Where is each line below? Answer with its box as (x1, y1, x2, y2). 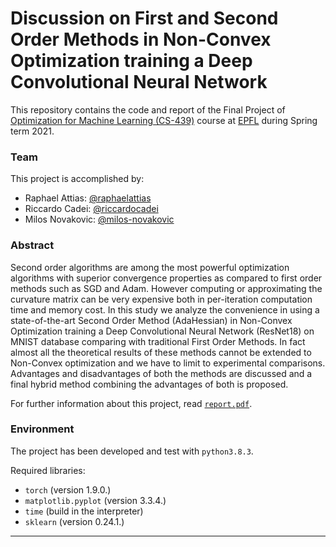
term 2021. (10, 125, 55, 137)
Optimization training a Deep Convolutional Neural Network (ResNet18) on (10, 325, 315, 337)
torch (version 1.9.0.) (24, 483, 112, 496)
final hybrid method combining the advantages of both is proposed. (10, 378, 289, 390)
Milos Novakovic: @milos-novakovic (24, 213, 175, 226)
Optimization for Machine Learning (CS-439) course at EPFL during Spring (10, 114, 318, 126)
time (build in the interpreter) (24, 505, 144, 517)
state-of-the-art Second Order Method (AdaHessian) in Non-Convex (10, 314, 293, 326)
